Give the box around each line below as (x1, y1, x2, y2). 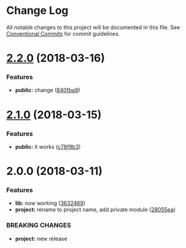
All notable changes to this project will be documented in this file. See (6, 24, 181, 31)
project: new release (15, 235, 68, 242)
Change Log (6, 4, 68, 18)
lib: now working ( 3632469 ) (15, 200, 86, 207)
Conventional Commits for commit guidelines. (6, 30, 120, 37)
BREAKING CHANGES (6, 221, 71, 230)
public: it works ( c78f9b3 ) (15, 143, 81, 150)
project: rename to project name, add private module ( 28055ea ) (15, 206, 176, 214)
